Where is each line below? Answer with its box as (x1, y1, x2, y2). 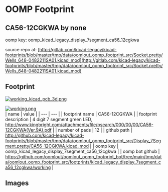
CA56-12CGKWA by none (5, 24, 87, 32)
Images (5, 179, 29, 187)
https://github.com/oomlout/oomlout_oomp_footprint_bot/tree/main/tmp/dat (5, 153, 162, 159)
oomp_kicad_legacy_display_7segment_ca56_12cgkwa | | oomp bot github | (5, 148, 160, 154)
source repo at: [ (5, 47, 40, 52)
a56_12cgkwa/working (5, 164, 51, 170)
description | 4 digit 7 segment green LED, (5, 116, 93, 122)
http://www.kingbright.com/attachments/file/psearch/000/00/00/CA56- (5, 122, 154, 128)
